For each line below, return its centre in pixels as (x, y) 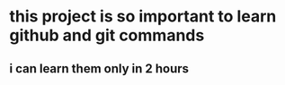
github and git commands (107, 35)
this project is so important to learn (143, 17)
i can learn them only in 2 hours (99, 68)
